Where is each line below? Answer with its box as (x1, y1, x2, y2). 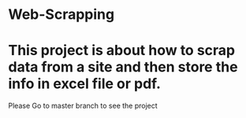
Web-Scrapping (8, 6, 115, 24)
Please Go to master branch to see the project (8, 101, 158, 111)
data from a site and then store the (8, 58, 238, 76)
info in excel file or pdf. (8, 75, 162, 93)
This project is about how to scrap (8, 42, 236, 60)
